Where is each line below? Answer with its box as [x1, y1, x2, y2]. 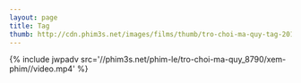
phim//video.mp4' [9, 63, 76, 74]
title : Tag [9, 21, 50, 30]
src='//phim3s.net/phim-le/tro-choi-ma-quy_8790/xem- [80, 54, 287, 65]
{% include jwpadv [9, 54, 79, 65]
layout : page [9, 12, 58, 22]
